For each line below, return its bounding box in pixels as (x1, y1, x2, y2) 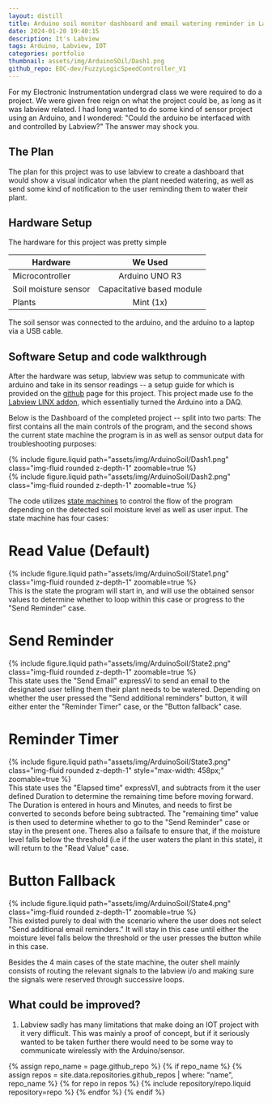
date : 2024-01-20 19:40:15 (8, 27, 100, 35)
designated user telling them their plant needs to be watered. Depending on (8, 684, 261, 694)
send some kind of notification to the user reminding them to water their (8, 183, 249, 193)
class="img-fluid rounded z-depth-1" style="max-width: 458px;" (8, 766, 224, 775)
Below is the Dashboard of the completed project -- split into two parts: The (8, 413, 261, 423)
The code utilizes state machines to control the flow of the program (8, 496, 233, 506)
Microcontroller (12, 270, 71, 282)
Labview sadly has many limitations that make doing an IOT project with (19, 1020, 259, 1029)
